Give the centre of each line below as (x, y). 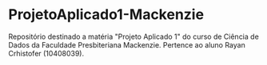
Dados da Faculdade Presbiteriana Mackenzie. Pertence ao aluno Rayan (127, 44)
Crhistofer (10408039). (46, 53)
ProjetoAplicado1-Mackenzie (106, 15)
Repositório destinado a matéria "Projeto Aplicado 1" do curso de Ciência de (134, 36)
